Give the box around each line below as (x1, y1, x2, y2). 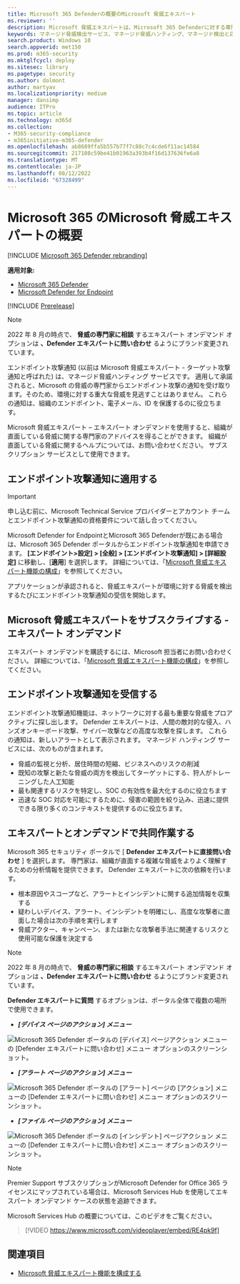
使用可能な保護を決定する (17, 933, 94, 943)
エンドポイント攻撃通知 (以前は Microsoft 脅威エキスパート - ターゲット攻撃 (7, 363, 231, 372)
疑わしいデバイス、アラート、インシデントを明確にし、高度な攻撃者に (17, 907, 225, 916)
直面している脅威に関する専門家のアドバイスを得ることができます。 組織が (7, 432, 227, 441)
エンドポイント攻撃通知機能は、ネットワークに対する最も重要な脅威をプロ (7, 708, 226, 717)
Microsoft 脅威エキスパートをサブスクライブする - (7, 613, 229, 626)
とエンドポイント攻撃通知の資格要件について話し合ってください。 (7, 516, 201, 525)
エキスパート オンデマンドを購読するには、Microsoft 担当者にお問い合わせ (7, 648, 226, 656)
